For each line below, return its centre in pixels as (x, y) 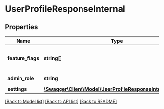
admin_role (21, 78)
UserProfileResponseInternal (65, 9)
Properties (21, 27)
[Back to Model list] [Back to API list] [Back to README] (61, 101)
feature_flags (23, 58)
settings (17, 89)
